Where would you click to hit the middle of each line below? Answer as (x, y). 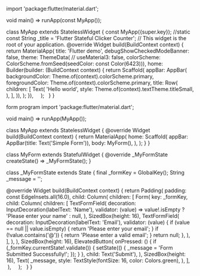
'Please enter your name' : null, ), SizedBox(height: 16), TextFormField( (93, 216)
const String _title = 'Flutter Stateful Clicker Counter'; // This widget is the (96, 38)
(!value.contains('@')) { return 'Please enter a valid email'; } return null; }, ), (98, 235)
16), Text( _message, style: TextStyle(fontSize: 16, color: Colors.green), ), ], (98, 260)
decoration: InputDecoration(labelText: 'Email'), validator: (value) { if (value (98, 222)
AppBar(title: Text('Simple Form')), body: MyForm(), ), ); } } (78, 143)
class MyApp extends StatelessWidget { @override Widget (78, 130)
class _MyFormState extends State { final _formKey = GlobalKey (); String (96, 172)
